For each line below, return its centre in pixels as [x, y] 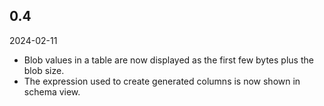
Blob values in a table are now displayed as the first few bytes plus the [168, 60]
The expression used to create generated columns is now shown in [162, 81]
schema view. [52, 91]
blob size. [44, 70]
